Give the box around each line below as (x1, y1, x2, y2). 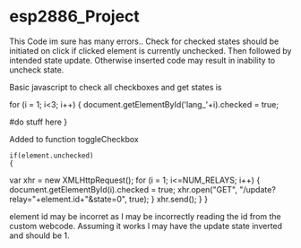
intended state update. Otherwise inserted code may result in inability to (9, 55, 276, 65)
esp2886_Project (9, 6, 141, 27)
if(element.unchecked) (9, 150, 94, 160)
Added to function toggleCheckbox (9, 133, 139, 144)
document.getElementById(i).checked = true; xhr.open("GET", (9, 184, 238, 194)
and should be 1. (9, 230, 70, 241)
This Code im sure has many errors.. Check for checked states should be (9, 36, 279, 47)
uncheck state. (9, 64, 64, 75)
